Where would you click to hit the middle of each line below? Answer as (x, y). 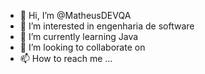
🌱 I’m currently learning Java (79, 36)
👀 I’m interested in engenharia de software (107, 26)
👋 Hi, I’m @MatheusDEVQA (75, 15)
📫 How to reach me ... (66, 58)
